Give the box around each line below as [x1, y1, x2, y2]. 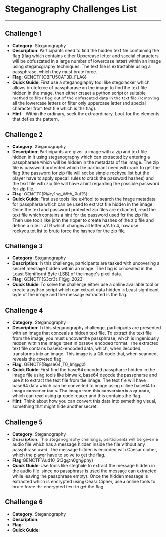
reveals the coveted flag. [12, 356, 63, 362]
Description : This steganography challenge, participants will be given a [12, 437, 158, 442]
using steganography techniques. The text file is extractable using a [12, 63, 151, 69]
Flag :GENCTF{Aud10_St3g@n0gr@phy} [12, 457, 94, 463]
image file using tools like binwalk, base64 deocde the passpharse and [12, 372, 157, 378]
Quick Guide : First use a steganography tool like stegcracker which [12, 79, 150, 85]
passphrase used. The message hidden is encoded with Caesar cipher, [12, 447, 157, 452]
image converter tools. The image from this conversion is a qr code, [12, 388, 151, 394]
